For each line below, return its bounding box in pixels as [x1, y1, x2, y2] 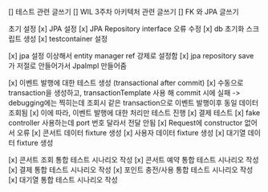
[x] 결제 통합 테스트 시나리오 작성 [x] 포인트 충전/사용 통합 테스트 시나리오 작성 [8, 165, 254, 174]
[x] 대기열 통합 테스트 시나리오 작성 [8, 175, 118, 184]
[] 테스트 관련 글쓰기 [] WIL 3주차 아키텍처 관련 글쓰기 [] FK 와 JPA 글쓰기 [8, 7, 239, 16]
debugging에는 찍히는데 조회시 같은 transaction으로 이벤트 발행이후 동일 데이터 [8, 98, 259, 107]
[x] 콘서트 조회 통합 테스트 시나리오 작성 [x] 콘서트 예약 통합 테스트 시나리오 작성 [8, 155, 259, 164]
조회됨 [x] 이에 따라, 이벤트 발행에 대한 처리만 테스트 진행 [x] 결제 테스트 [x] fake [8, 108, 261, 118]
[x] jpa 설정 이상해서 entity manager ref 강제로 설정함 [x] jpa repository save [8, 51, 254, 60]
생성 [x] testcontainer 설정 [22, 34, 108, 43]
